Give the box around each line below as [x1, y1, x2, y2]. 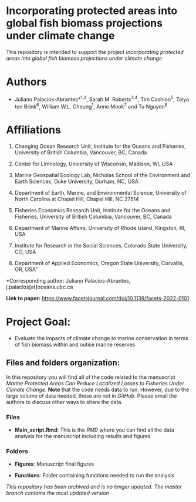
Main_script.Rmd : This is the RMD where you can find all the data [14, 426, 174, 433]
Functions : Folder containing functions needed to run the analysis [14, 472, 175, 479]
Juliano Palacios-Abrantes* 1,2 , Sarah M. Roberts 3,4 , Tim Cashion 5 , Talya [14, 94, 190, 103]
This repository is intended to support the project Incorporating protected [6, 48, 184, 55]
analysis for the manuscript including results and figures [14, 433, 151, 440]
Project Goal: [6, 316, 71, 329]
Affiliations [6, 123, 62, 137]
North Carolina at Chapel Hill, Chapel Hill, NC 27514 [14, 195, 139, 203]
